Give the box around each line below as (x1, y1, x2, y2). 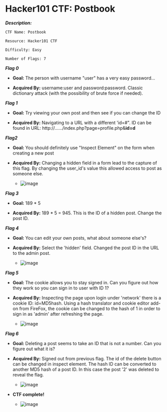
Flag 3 (5, 190, 19, 196)
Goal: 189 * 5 (12, 200, 41, 206)
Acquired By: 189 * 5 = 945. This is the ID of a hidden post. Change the (12, 210, 162, 216)
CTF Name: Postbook (5, 29, 46, 34)
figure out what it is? (12, 346, 55, 352)
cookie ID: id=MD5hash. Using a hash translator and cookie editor (12, 300, 150, 306)
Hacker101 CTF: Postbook (5, 3, 116, 15)
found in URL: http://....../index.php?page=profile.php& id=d (12, 125, 136, 131)
